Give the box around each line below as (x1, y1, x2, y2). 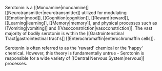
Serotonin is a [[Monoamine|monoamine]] (5, 5, 89, 10)
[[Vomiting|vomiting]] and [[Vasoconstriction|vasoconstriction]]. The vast (5, 25, 153, 31)
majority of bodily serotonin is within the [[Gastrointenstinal (5, 31, 124, 36)
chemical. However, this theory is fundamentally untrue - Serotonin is (5, 50, 144, 56)
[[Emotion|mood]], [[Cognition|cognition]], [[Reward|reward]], (5, 15, 129, 20)
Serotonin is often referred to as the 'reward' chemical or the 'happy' (5, 45, 143, 51)
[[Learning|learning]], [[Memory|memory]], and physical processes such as (5, 20, 157, 26)
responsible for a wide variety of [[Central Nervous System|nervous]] (5, 55, 145, 61)
